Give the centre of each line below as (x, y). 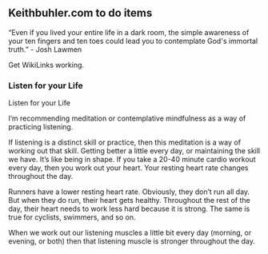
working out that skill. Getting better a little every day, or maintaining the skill (134, 151)
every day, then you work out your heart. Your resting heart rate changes (129, 168)
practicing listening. (41, 127)
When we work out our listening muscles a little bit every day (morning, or (130, 233)
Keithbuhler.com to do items (80, 13)
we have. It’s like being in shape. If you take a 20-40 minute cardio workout (132, 160)
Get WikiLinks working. (46, 65)
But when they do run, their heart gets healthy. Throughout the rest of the (129, 200)
